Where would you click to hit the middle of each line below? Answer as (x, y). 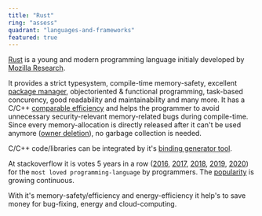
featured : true (33, 37)
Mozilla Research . (37, 68)
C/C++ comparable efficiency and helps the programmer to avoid (114, 108)
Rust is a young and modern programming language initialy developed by (126, 60)
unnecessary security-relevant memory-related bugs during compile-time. (128, 117)
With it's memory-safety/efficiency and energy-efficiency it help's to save (127, 196)
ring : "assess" (33, 23)
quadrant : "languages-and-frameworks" (71, 30)
